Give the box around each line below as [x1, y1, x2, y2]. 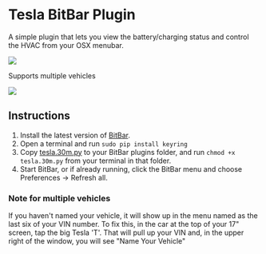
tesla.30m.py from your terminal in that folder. [19, 156, 172, 165]
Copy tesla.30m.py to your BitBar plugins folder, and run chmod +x [19, 147, 236, 157]
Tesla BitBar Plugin [8, 6, 136, 24]
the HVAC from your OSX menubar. [8, 40, 124, 50]
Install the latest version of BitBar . [19, 130, 130, 140]
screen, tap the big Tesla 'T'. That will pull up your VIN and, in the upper [8, 228, 244, 237]
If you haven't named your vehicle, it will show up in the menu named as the [8, 211, 258, 220]
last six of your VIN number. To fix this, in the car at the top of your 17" [8, 220, 240, 229]
